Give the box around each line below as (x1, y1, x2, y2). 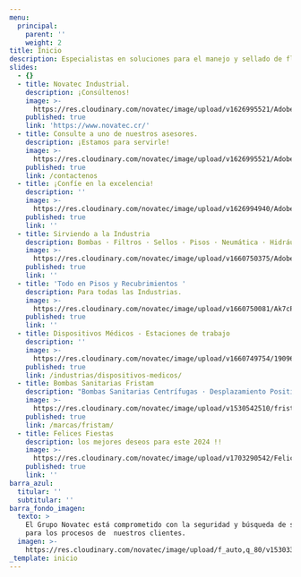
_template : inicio (9, 554, 78, 563)
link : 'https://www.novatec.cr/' (25, 122, 150, 131)
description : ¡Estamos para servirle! (25, 138, 170, 147)
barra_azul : (9, 479, 54, 488)
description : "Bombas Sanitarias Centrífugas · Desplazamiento (25, 387, 267, 396)
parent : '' (25, 30, 66, 38)
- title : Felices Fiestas (17, 429, 115, 438)
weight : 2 (25, 38, 63, 47)
